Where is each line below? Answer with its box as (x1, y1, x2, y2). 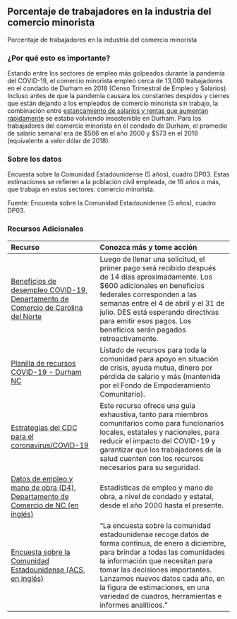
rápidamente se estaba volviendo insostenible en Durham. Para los (7, 114, 202, 123)
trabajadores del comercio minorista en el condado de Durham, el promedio (7, 121, 228, 130)
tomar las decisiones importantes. (99, 565, 212, 575)
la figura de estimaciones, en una (99, 582, 209, 592)
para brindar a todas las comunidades (99, 547, 226, 557)
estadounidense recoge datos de (99, 529, 209, 539)
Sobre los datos (7, 155, 62, 164)
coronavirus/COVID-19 (11, 440, 90, 450)
